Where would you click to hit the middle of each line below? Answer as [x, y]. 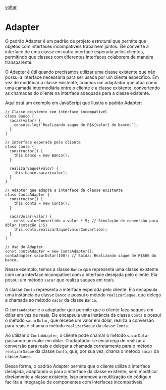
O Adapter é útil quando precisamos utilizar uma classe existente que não [80, 72]
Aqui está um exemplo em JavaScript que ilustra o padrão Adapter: [74, 103]
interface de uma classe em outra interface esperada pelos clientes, [75, 51]
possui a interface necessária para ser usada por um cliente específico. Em [82, 77]
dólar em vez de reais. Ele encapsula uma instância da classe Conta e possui [83, 315]
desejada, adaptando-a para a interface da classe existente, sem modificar [82, 371]
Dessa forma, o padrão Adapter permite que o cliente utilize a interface [78, 366]
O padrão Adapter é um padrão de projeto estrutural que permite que [76, 41]
